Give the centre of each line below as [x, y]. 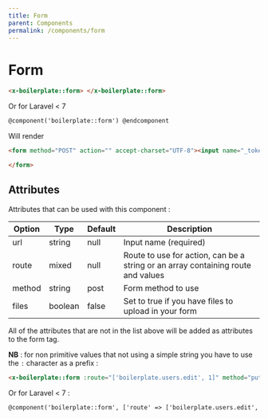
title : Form [28, 16]
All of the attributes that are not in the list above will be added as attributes [131, 331]
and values [144, 275]
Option [26, 229]
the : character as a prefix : [53, 362]
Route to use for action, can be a [184, 255]
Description [190, 229]
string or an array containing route [187, 265]
